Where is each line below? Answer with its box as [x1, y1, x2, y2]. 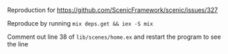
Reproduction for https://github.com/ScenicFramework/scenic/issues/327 [7, 6, 218, 14]
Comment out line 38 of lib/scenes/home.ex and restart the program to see [7, 33, 222, 41]
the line [7, 40, 29, 48]
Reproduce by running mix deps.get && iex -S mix [7, 19, 154, 27]
